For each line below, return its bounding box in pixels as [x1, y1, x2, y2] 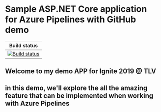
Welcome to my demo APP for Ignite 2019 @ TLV [5, 67, 156, 76]
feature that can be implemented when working [5, 91, 154, 100]
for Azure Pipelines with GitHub [5, 14, 136, 25]
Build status [9, 42, 38, 49]
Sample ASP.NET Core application [5, 3, 147, 15]
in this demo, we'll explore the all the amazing [5, 84, 148, 92]
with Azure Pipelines [5, 99, 70, 108]
